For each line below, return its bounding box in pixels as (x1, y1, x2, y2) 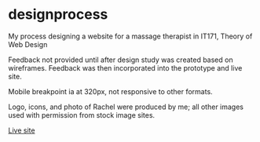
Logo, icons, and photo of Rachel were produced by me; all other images (8, 102, 244, 111)
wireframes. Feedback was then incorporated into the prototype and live (8, 63, 243, 72)
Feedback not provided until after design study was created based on (8, 55, 233, 64)
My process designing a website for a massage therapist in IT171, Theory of (8, 31, 253, 41)
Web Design (8, 39, 48, 49)
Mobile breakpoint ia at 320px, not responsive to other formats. (8, 86, 214, 96)
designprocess (8, 5, 108, 24)
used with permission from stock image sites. (8, 110, 156, 119)
